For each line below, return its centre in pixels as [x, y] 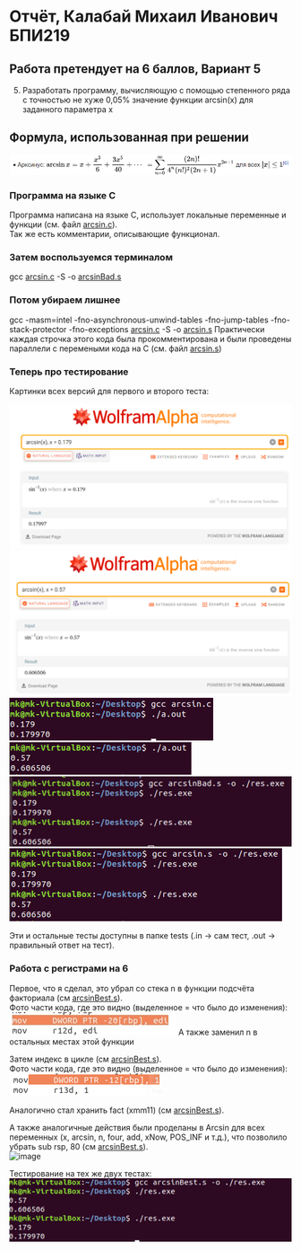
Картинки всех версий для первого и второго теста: [109, 392]
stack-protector [38, 329]
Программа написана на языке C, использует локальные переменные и [148, 215]
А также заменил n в [218, 1032]
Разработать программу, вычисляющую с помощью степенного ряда [156, 90]
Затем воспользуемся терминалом [91, 258]
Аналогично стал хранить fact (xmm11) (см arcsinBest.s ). [117, 1110]
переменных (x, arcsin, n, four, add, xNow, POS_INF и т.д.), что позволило [148, 1137]
